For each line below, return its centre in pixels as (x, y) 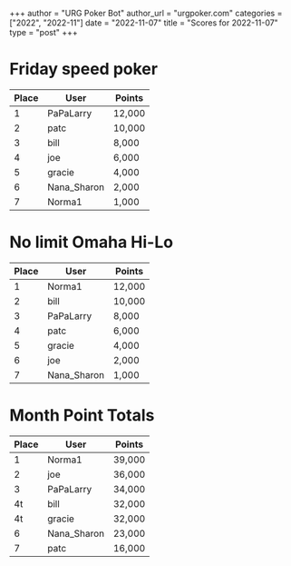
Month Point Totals (82, 416)
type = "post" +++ (44, 32)
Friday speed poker (84, 70)
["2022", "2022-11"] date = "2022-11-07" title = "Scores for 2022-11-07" (144, 23)
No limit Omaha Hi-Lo (92, 242)
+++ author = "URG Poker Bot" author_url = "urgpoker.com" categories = (146, 13)
